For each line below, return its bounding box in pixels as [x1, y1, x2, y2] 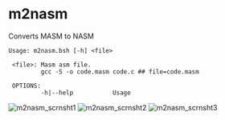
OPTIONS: [11, 82, 42, 90]
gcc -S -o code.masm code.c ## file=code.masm [40, 67, 199, 76]
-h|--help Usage [40, 89, 131, 97]
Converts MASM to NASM [8, 31, 95, 41]
